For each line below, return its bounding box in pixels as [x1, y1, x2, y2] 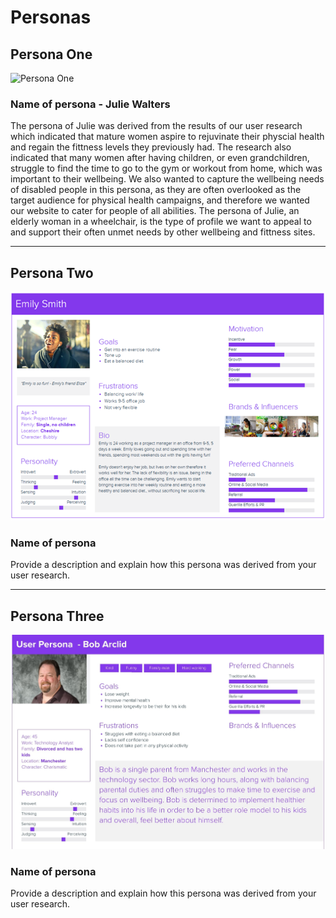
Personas [10, 6, 92, 29]
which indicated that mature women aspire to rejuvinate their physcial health [10, 131, 325, 143]
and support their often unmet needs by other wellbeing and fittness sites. [10, 226, 316, 238]
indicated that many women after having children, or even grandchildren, [10, 152, 310, 164]
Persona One [10, 46, 93, 63]
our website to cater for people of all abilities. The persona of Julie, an [10, 205, 300, 217]
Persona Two [10, 264, 94, 281]
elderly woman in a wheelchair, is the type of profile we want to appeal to [10, 216, 312, 228]
